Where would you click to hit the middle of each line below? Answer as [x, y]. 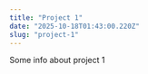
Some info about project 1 [57, 60]
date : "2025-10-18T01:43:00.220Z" [75, 26]
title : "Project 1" [46, 18]
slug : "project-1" [44, 34]
